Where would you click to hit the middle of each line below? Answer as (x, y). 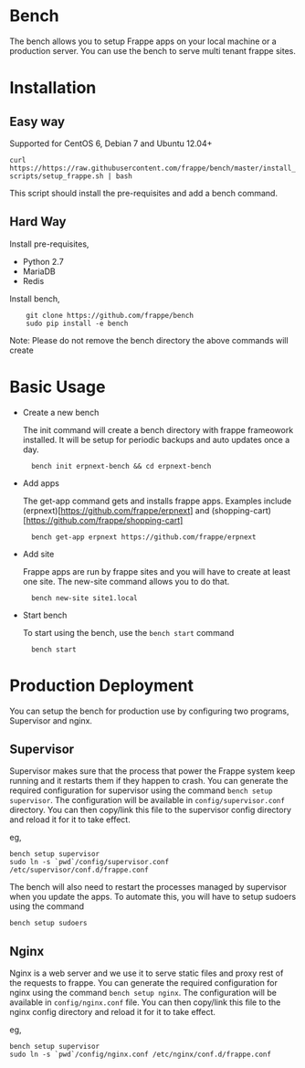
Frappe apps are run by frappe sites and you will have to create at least (156, 571)
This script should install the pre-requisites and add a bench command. (144, 193)
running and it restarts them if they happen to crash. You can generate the (149, 781)
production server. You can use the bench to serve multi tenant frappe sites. (153, 50)
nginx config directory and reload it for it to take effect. (113, 1012)
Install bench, (35, 299)
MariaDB (39, 271)
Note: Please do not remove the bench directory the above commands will (149, 340)
